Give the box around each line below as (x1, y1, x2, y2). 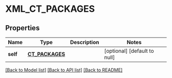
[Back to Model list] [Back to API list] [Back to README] (5, 67, 123, 73)
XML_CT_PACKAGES (5, 3, 95, 15)
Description (70, 39, 99, 46)
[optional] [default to (104, 47, 154, 54)
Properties (5, 24, 40, 32)
